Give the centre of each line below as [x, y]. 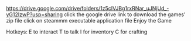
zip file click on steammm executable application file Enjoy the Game [89, 20]
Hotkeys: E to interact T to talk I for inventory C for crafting [77, 32]
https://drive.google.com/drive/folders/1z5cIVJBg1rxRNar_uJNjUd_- [88, 8]
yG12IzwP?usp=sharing [35, 14]
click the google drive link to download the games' [125, 14]
